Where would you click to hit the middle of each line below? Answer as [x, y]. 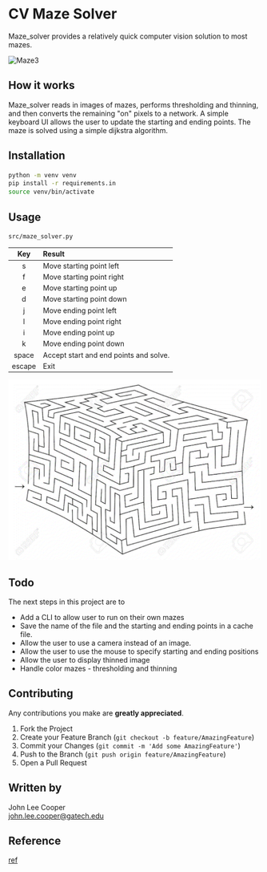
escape [24, 366]
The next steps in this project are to [67, 602]
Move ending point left [80, 310]
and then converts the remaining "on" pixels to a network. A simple [119, 113]
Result [54, 254]
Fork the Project [46, 728]
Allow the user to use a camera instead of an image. [106, 643]
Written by [35, 788]
